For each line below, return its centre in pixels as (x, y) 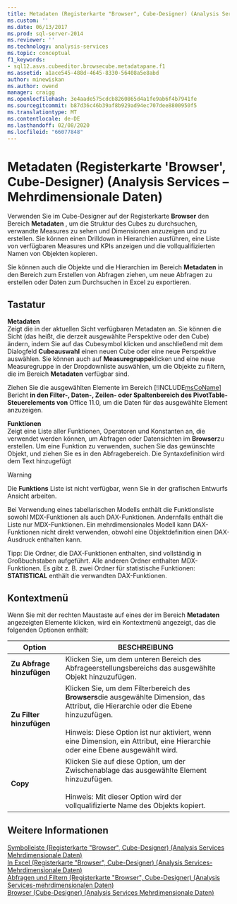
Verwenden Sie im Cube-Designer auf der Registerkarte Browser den (108, 216)
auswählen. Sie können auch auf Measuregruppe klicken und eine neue (111, 359)
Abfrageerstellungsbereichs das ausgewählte (141, 668)
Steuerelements (31, 403)
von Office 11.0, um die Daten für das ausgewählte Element (142, 403)
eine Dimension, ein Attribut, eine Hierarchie (138, 741)
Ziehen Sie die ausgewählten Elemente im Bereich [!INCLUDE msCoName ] (115, 388)
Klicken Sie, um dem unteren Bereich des (133, 659)
